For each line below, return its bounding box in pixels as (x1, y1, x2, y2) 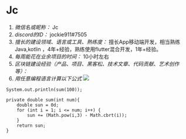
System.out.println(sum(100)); (6, 86, 83, 93)
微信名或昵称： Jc (14, 23, 59, 30)
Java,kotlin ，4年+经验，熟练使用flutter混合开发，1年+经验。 (14, 45, 162, 53)
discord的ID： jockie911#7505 (14, 30, 87, 38)
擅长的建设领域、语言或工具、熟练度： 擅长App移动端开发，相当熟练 (14, 38, 181, 45)
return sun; (16, 123, 46, 128)
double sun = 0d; (16, 102, 59, 108)
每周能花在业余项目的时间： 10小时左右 (14, 53, 110, 60)
